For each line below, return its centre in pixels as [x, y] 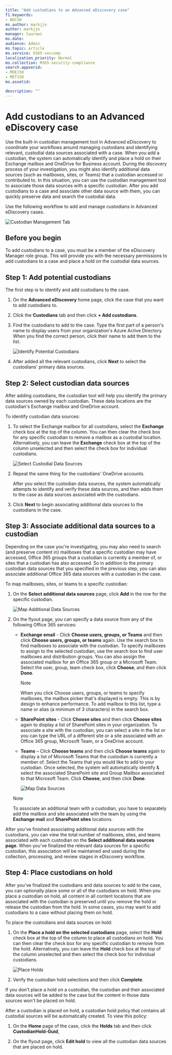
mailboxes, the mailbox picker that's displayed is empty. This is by [90, 698]
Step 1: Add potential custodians [58, 278]
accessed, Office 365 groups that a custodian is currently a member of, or [84, 557]
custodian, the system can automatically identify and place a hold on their [83, 158]
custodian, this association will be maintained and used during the [75, 851]
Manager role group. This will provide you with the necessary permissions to [86, 256]
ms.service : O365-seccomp [33, 53]
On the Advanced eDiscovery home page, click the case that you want [88, 300]
